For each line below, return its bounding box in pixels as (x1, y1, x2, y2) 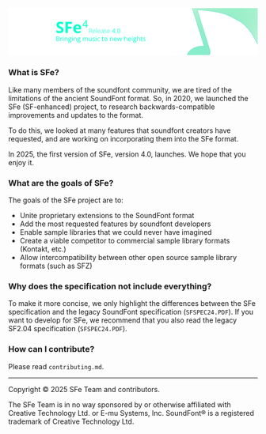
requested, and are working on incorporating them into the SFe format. (8, 134, 239, 143)
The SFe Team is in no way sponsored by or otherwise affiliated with (8, 399, 231, 409)
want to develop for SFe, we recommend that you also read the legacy (8, 315, 237, 325)
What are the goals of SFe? (8, 177, 114, 188)
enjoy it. (8, 157, 34, 167)
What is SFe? (8, 67, 59, 78)
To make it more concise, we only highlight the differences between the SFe (8, 299, 256, 308)
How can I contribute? (8, 344, 95, 355)
